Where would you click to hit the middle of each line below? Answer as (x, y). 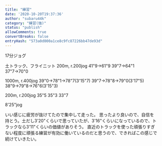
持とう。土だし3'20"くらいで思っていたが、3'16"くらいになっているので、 (79, 121)
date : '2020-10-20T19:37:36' (34, 14)
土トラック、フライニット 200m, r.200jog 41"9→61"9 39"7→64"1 (70, 65)
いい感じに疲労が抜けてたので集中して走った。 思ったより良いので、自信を (80, 114)
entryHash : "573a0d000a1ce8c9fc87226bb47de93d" (54, 41)
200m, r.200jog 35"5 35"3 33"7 (37, 95)
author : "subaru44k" (26, 18)
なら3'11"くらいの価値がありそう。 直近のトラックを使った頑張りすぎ (86, 127)
